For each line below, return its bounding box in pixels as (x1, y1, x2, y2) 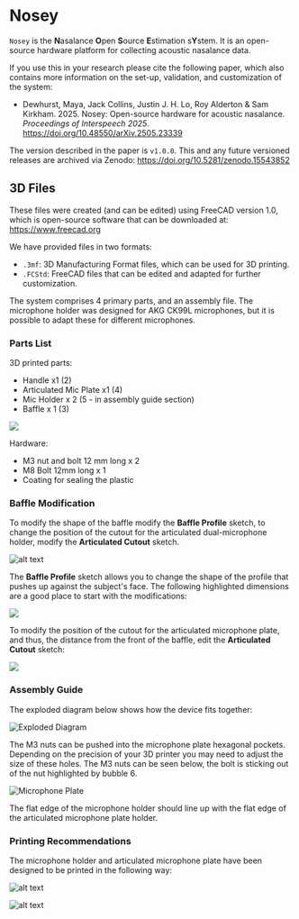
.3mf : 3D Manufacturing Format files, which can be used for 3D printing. (22, 259, 290, 269)
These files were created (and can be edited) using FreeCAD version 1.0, (9, 205, 279, 215)
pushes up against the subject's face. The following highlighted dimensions (9, 581, 290, 592)
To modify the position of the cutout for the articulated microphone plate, (9, 625, 281, 636)
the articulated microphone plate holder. (9, 812, 159, 823)
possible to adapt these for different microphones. (9, 314, 195, 325)
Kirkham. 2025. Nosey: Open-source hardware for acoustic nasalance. (22, 108, 285, 119)
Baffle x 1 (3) (22, 404, 70, 414)
